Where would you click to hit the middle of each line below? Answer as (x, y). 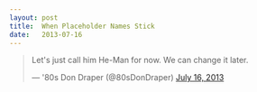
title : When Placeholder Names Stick (82, 26)
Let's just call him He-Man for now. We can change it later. (140, 60)
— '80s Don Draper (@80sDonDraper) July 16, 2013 (128, 78)
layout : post (34, 18)
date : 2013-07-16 (46, 34)
